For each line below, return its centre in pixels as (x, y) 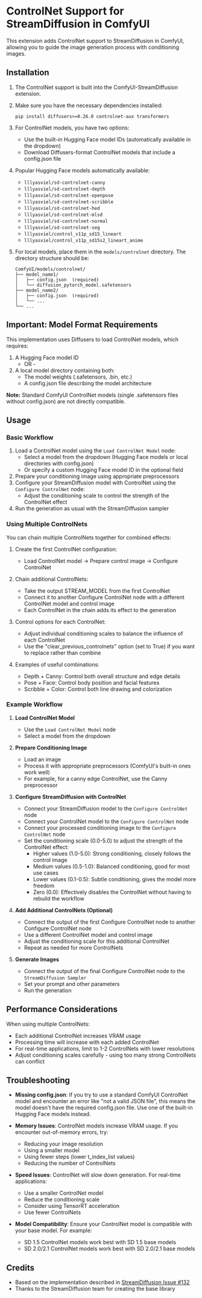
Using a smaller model (52, 1150)
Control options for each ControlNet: (60, 622)
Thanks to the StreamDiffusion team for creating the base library (95, 1289)
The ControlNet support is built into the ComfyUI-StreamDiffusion (96, 87)
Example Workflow (35, 705)
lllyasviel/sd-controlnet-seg (62, 227)
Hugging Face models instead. (53, 1114)
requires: (17, 345)
